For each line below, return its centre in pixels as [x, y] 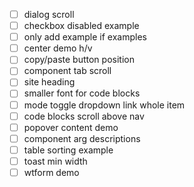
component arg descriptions [82, 138]
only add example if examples [85, 37]
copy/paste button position [79, 60]
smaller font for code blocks [82, 93]
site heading [49, 82]
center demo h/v [58, 48]
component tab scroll [67, 71]
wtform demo [51, 172]
